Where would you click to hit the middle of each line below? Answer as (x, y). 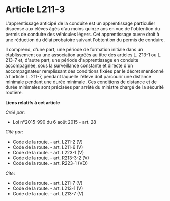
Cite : (10, 173)
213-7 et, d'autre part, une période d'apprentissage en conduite (72, 60)
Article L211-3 (35, 9)
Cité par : (15, 132)
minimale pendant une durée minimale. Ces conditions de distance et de (81, 82)
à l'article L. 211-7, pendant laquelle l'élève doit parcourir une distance (78, 76)
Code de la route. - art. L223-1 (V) (48, 152)
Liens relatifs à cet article (33, 102)
